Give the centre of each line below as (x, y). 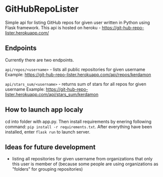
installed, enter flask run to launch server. (48, 132)
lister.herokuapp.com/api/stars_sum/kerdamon (52, 94)
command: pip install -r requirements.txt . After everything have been (79, 127)
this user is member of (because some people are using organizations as (85, 164)
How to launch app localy (44, 110)
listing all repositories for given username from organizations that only (82, 159)
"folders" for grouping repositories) (47, 169)
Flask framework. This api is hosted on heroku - (53, 27)
